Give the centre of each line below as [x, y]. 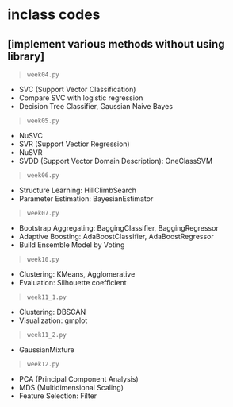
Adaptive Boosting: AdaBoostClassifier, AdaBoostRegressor [116, 236]
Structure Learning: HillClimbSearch [77, 190]
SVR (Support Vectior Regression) [74, 144]
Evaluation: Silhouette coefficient [73, 283]
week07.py [43, 213]
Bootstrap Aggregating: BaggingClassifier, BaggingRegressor [118, 228]
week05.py [43, 121]
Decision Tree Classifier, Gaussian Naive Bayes [96, 106]
